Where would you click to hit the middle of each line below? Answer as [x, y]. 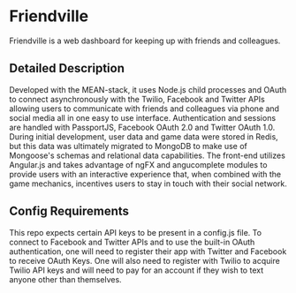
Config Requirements [69, 211]
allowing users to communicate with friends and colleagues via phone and [144, 109]
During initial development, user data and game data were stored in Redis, [144, 136]
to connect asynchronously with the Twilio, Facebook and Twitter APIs [137, 99]
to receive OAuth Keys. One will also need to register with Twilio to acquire [144, 260]
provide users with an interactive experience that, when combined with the [145, 174]
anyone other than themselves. [65, 279]
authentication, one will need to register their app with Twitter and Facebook [148, 251]
